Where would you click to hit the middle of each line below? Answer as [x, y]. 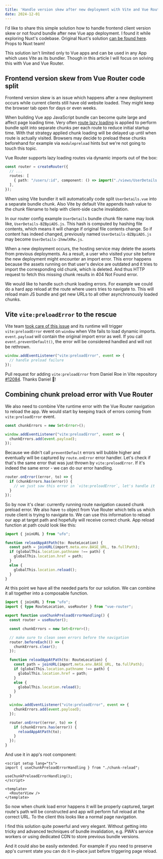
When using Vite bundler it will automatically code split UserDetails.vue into [81, 199]
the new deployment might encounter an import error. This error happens [78, 259]
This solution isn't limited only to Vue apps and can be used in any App [76, 53]
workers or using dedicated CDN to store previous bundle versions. [72, 837]
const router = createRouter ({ [37, 167]
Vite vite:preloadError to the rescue [61, 314]
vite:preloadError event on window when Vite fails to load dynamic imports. [81, 332]
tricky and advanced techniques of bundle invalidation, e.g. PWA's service [79, 831]
